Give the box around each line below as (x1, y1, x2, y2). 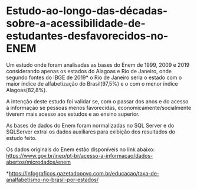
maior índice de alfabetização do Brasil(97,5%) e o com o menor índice (6, 80, 178, 87)
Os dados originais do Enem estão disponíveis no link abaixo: (6, 146, 155, 153)
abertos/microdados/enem (6, 158, 71, 165)
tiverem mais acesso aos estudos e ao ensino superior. (6, 110, 140, 118)
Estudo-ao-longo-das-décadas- (6, 4, 168, 18)
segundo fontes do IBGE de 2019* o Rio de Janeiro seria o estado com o (6, 74, 182, 81)
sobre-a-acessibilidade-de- (6, 17, 146, 30)
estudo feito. (6, 134, 37, 141)
